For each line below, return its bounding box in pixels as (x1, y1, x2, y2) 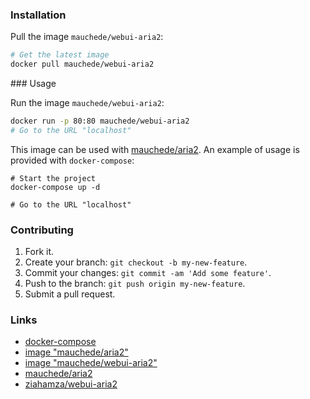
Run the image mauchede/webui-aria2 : (10, 97, 165, 109)
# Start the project (10, 173, 97, 183)
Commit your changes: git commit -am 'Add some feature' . (24, 267, 272, 279)
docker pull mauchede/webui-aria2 (10, 59, 155, 70)
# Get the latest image (10, 50, 110, 60)
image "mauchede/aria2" (24, 346, 129, 358)
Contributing (10, 223, 74, 237)
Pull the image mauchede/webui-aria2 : (10, 31, 164, 43)
